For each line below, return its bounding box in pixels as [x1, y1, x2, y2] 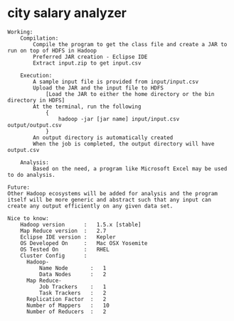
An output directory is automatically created [33, 134, 174, 141]
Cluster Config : [20, 252, 87, 259]
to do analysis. [7, 171, 55, 178]
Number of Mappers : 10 [26, 302, 110, 309]
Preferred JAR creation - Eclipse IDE [33, 53, 148, 60]
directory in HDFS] [7, 97, 65, 104]
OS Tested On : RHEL [20, 246, 110, 253]
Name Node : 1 [38, 264, 107, 271]
